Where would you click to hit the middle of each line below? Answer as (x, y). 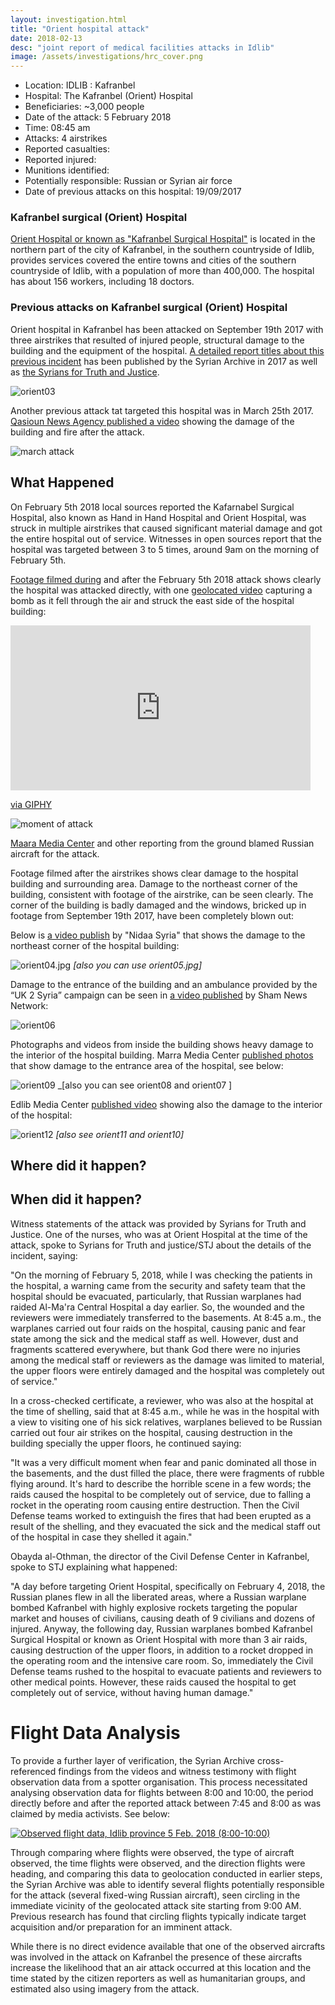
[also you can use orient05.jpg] (138, 965)
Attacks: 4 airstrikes (66, 138)
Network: (29, 1005)
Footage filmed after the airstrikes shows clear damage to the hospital (154, 873)
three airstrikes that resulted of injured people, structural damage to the (157, 340)
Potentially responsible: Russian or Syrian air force (128, 181)
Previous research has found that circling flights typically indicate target (158, 1916)
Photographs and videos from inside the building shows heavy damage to (162, 1044)
